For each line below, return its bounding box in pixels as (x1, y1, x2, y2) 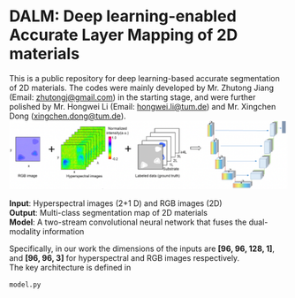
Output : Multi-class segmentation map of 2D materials (9, 207, 208, 218)
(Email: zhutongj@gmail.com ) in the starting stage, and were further (9, 91, 256, 103)
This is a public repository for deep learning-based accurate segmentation (9, 73, 280, 83)
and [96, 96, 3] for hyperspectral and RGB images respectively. (9, 252, 240, 263)
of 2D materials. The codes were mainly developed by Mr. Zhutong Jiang (9, 82, 275, 93)
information (42, 225, 85, 236)
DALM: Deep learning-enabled (9, 6, 237, 27)
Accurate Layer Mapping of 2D (9, 25, 238, 45)
